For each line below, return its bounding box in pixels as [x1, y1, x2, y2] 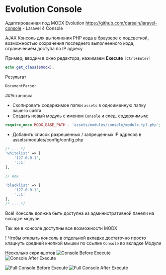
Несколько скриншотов [5, 250, 56, 256]
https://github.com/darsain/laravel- [85, 20, 158, 26]
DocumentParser [5, 83, 37, 88]
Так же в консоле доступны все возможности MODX [5, 225, 118, 231]
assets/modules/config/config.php [12, 137, 83, 142]
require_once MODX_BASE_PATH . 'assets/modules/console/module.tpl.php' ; [5, 122, 162, 128]
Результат [5, 74, 26, 80]
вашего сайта [12, 107, 42, 113]
